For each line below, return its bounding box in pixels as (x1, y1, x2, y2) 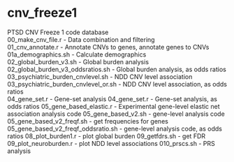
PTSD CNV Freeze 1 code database (7, 28, 109, 36)
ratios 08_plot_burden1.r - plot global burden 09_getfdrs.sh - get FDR (7, 131, 206, 140)
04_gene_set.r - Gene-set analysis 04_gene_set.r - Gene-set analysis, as (7, 94, 218, 103)
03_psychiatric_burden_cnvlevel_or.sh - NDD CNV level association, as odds (7, 80, 227, 88)
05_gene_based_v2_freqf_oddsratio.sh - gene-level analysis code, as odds (7, 124, 222, 133)
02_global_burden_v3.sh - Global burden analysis (7, 57, 149, 66)
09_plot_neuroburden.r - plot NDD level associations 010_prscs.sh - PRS (7, 139, 215, 147)
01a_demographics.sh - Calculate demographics (7, 50, 147, 59)
